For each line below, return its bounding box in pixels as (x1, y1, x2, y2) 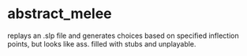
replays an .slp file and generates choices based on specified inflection (7, 31, 239, 40)
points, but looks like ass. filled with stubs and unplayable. (7, 39, 196, 48)
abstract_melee (7, 5, 112, 23)
